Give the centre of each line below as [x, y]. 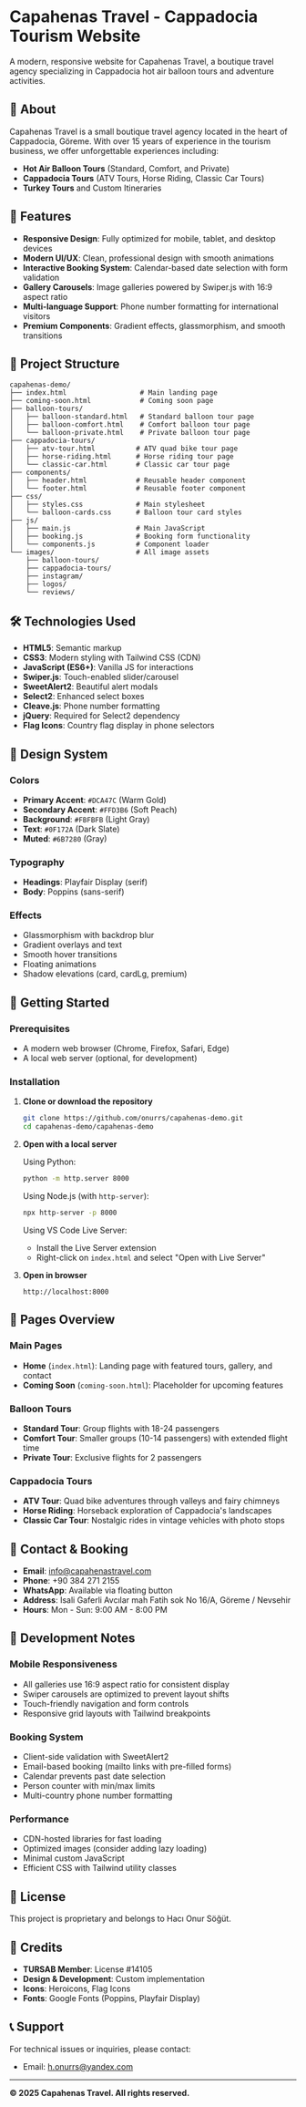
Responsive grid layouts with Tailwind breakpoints [117, 1713]
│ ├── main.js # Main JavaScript [107, 529]
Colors [25, 780]
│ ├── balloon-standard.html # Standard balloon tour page [132, 417]
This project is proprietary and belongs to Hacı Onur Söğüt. [121, 1919]
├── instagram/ [55, 576]
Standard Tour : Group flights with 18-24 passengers [121, 1428]
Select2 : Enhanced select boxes [83, 697]
